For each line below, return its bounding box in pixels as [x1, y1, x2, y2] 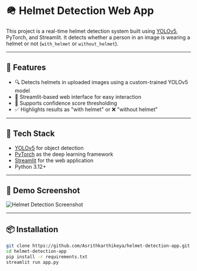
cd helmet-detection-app [6, 249, 67, 255]
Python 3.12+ [14, 163, 46, 170]
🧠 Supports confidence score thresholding [14, 99, 117, 106]
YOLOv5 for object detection [14, 144, 84, 151]
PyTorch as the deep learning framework [14, 150, 114, 158]
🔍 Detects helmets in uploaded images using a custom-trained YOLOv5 [14, 78, 189, 85]
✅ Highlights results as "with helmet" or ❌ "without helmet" [14, 106, 158, 113]
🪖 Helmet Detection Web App [6, 4, 154, 18]
